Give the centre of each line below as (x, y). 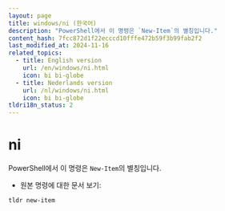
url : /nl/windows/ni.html (66, 90)
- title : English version (59, 61)
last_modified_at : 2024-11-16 (59, 46)
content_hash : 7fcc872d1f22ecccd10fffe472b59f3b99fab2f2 (105, 38)
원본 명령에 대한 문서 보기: (60, 185)
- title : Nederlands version (64, 83)
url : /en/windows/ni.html (66, 68)
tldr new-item (32, 201)
